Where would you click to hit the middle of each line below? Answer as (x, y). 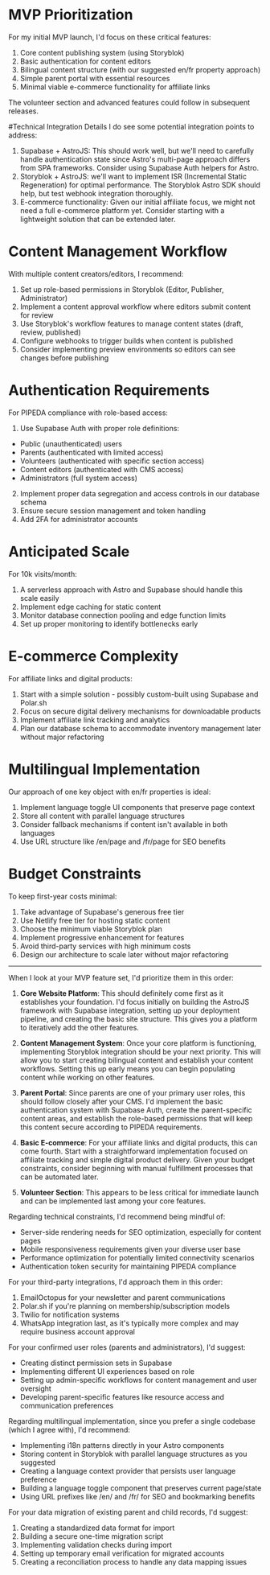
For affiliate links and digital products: (70, 678)
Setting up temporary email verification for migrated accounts (122, 1553)
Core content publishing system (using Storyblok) (102, 52)
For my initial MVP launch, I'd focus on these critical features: (110, 37)
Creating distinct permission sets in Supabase (96, 1363)
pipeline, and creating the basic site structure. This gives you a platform (139, 1018)
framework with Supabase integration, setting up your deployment (130, 1010)
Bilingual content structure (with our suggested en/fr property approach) (140, 69)
